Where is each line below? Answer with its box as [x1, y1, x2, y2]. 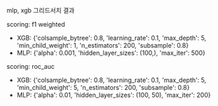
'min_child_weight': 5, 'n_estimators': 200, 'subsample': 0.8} [16, 84, 190, 91]
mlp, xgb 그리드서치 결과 [6, 6, 75, 14]
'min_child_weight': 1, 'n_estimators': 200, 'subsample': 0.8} [16, 41, 189, 49]
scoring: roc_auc [6, 62, 55, 70]
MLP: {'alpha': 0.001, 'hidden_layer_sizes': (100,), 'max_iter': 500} [16, 48, 206, 57]
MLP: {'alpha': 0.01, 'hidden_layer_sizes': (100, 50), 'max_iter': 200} [16, 91, 211, 99]
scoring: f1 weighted [6, 20, 66, 28]
